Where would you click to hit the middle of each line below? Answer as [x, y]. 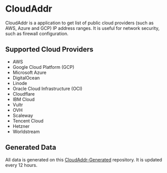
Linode [20, 83]
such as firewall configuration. [37, 33]
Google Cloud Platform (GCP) [43, 67]
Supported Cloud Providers [49, 49]
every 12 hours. [21, 165]
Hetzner [21, 126]
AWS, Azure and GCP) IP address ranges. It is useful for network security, [82, 28]
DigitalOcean [26, 78]
